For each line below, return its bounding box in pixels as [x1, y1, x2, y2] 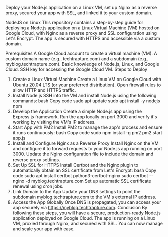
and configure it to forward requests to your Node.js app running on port [12, 146, 162, 151]
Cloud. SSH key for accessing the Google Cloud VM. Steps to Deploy [5, 66, 148, 72]
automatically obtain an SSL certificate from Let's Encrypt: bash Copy [12, 167, 157, 173]
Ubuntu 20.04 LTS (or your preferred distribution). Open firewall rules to [12, 82, 161, 88]
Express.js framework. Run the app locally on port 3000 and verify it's [12, 114, 157, 120]
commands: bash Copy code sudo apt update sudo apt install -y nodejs [12, 98, 160, 104]
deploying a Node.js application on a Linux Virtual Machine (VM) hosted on [5, 25, 160, 31]
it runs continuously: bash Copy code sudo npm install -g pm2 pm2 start [12, 130, 162, 135]
